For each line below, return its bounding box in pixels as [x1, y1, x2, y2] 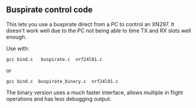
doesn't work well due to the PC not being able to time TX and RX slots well [6, 27, 191, 34]
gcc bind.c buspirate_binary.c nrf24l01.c [6, 78, 119, 84]
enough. [6, 33, 27, 41]
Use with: [6, 45, 30, 52]
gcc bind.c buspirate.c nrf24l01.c [6, 56, 102, 62]
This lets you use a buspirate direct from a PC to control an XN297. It [6, 20, 175, 27]
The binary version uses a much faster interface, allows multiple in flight [6, 89, 183, 96]
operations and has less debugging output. [6, 95, 112, 102]
